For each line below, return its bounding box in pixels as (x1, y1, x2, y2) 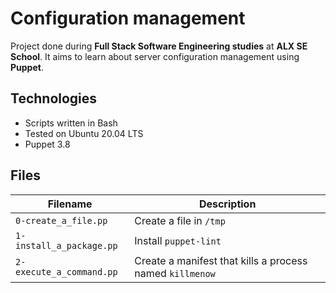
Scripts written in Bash (24, 117, 118, 129)
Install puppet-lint (134, 233, 222, 247)
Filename (47, 197, 93, 211)
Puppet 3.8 (24, 138, 71, 150)
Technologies (10, 90, 98, 107)
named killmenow (134, 266, 216, 280)
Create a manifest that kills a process (134, 253, 308, 267)
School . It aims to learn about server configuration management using (10, 50, 300, 62)
